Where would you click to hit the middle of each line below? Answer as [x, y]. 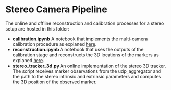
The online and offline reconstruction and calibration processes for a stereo [85, 23]
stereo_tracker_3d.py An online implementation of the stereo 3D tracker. [89, 66]
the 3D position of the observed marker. [55, 82]
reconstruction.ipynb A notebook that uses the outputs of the [78, 49]
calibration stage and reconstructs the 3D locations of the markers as [86, 55]
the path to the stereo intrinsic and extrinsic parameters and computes [87, 76]
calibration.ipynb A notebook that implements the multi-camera [80, 39]
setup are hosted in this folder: [38, 28]
